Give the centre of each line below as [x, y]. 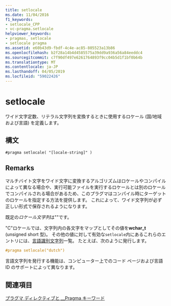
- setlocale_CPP [22, 24]
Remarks [20, 168]
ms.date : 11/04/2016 [27, 15]
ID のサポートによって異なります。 [41, 267]
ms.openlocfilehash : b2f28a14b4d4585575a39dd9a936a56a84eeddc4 [74, 53]
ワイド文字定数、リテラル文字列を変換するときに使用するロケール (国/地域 [84, 116]
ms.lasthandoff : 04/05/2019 [35, 72]
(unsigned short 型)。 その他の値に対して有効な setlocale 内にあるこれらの [83, 235]
